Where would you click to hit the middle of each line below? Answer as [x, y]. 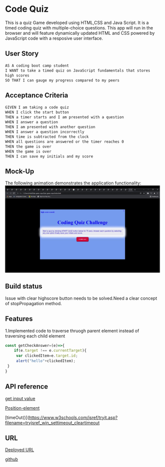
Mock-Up [20, 171]
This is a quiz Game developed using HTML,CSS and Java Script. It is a [77, 23]
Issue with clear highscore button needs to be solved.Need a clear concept [81, 298]
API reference [27, 387]
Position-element [23, 408]
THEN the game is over [28, 146]
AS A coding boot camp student [37, 65]
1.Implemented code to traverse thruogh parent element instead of [72, 331]
